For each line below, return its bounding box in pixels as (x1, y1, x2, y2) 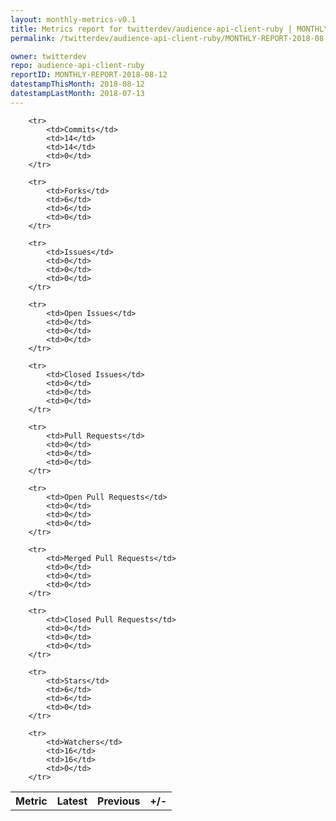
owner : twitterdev (10, 51, 87, 61)
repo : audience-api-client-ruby (10, 61, 145, 71)
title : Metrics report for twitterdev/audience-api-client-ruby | (10, 24, 293, 34)
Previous (97, 794, 141, 808)
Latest (56, 794, 88, 808)
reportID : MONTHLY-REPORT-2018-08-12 (10, 70, 168, 80)
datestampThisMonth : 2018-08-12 (10, 79, 145, 90)
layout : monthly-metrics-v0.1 (10, 14, 137, 25)
